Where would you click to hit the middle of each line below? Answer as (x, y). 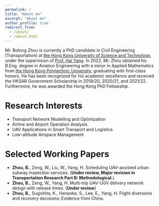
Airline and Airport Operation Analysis (50, 124)
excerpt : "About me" (26, 18)
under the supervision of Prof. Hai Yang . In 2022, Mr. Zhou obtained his (76, 60)
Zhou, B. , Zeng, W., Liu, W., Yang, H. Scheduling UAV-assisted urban (80, 167)
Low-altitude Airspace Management (48, 134)
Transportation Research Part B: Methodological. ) (63, 177)
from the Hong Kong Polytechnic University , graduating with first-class (75, 71)
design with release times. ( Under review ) (54, 188)
